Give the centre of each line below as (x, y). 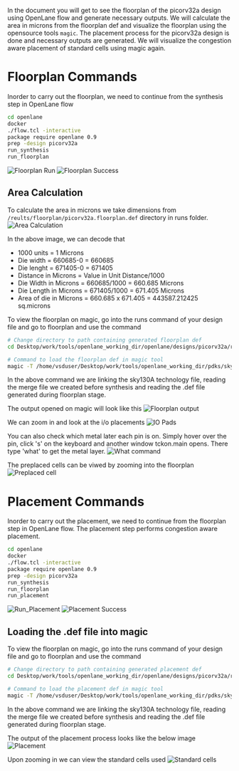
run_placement (28, 596)
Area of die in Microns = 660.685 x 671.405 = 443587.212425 (108, 298)
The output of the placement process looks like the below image (101, 738)
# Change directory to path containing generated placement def (105, 670)
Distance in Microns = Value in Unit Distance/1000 (91, 275)
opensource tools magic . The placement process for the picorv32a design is (118, 33)
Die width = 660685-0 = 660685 (66, 260)
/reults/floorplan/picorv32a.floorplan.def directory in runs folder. (108, 217)
